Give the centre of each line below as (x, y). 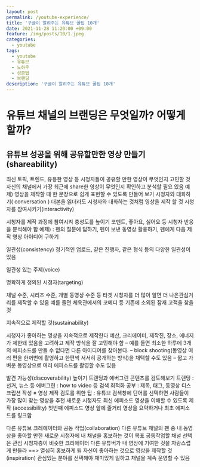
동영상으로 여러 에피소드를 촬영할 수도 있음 (67, 365)
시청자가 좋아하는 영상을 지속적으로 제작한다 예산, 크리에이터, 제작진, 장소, (92, 335)
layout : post (22, 12)
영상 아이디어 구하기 (36, 236)
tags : (13, 51)
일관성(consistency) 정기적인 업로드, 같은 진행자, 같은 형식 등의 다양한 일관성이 (99, 249)
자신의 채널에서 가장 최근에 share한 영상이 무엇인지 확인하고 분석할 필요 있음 (95, 187)
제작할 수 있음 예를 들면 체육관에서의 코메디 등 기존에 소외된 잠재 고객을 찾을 (105, 302)
